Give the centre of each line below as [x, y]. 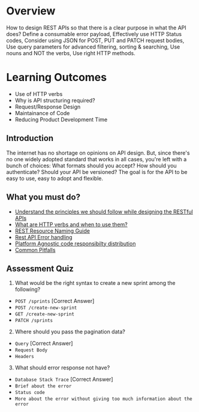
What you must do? [43, 197]
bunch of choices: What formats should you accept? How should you [91, 166]
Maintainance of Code [42, 113]
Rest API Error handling [44, 237]
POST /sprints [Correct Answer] [55, 301]
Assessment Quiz [40, 268]
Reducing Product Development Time [61, 119]
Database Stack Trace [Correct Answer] [64, 380]
